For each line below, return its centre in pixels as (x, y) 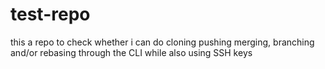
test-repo (50, 14)
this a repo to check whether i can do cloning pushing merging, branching (162, 42)
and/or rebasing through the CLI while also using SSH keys (131, 52)
